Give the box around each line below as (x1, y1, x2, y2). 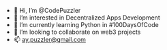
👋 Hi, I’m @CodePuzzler (13, 7, 81, 14)
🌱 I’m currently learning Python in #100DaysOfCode (13, 21, 159, 28)
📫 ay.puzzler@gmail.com (13, 36, 87, 43)
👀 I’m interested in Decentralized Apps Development (13, 14, 160, 22)
